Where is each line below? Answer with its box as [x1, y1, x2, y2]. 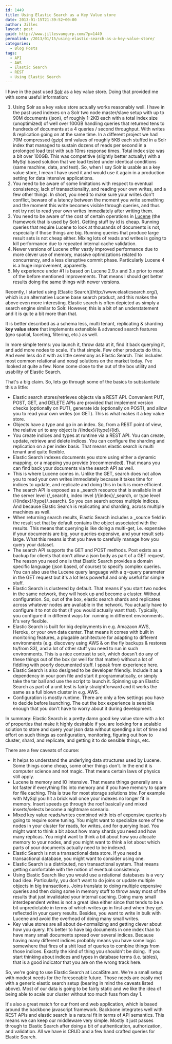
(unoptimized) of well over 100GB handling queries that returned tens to [12, 120, 165, 126]
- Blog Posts [10, 46, 38, 51]
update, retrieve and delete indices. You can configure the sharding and [12, 437, 165, 444]
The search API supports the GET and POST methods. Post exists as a [12, 547, 162, 553]
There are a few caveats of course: [5, 747, 80, 753]
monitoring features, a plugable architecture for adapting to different [12, 634, 158, 640]
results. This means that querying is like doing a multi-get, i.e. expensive [12, 525, 166, 531]
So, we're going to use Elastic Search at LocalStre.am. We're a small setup [5, 969, 163, 975]
